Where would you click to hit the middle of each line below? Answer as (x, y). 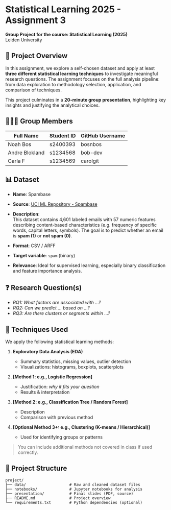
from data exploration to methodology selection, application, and (73, 84)
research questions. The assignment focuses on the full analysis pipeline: (82, 79)
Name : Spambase (32, 195)
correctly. (28, 452)
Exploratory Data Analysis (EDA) (48, 351)
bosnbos (91, 144)
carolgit (90, 161)
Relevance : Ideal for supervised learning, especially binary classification (89, 265)
